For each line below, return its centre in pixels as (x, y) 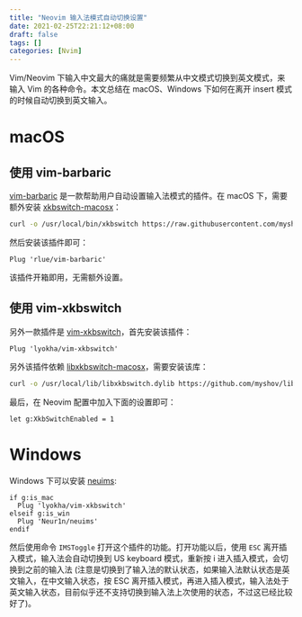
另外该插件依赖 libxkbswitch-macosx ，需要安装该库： (109, 366)
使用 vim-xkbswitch (66, 308)
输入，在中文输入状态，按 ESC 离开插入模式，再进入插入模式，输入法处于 (153, 580)
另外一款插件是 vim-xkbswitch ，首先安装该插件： (101, 331)
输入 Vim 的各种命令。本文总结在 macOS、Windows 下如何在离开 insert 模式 (151, 89)
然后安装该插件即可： (49, 242)
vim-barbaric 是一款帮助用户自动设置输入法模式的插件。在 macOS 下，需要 (149, 196)
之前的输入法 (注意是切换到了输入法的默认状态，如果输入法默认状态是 (154, 569)
